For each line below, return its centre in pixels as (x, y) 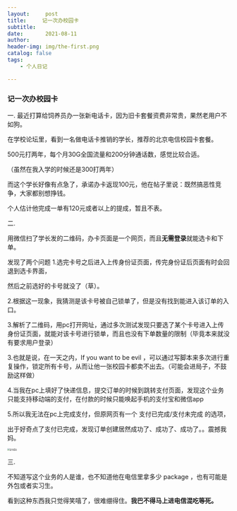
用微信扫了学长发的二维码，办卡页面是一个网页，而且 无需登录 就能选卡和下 (115, 238)
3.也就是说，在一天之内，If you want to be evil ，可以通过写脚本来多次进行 (115, 357)
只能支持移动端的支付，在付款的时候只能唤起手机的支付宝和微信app (106, 399)
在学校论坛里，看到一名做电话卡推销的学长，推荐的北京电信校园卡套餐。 (112, 139)
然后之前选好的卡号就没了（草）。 (55, 286)
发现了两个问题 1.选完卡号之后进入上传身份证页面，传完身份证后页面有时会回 (119, 262)
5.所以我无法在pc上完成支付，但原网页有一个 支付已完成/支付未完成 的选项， (119, 413)
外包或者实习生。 (32, 486)
